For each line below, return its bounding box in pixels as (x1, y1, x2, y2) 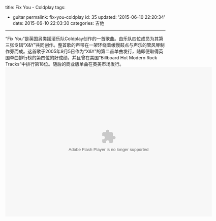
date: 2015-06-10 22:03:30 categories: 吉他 (12, 20, 104, 26)
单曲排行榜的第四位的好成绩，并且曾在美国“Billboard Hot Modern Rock (9, 55, 158, 60)
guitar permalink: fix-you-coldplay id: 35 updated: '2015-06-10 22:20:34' (12, 14, 166, 20)
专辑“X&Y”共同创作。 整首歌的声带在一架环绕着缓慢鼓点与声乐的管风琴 (14, 42, 161, 48)
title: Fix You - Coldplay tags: (5, 5, 66, 10)
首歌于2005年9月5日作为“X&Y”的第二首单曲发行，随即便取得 (32, 48, 159, 54)
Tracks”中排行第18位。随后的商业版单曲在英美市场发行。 (5, 61, 124, 67)
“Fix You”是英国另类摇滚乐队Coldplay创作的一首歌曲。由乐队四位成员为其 (5, 35, 159, 42)
